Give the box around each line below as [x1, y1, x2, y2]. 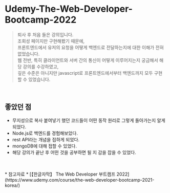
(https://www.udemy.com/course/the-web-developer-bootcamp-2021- [5, 177, 155, 183]
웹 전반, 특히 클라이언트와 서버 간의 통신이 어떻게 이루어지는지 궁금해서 [17, 57, 158, 63]
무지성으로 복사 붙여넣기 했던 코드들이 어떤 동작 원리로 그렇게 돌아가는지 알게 [12, 117, 166, 123]
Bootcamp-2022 [5, 14, 77, 26]
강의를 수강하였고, [23, 63, 59, 70]
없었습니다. [17, 51, 40, 57]
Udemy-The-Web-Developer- [5, 3, 133, 15]
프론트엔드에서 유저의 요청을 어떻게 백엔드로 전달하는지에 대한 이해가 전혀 [17, 44, 164, 50]
